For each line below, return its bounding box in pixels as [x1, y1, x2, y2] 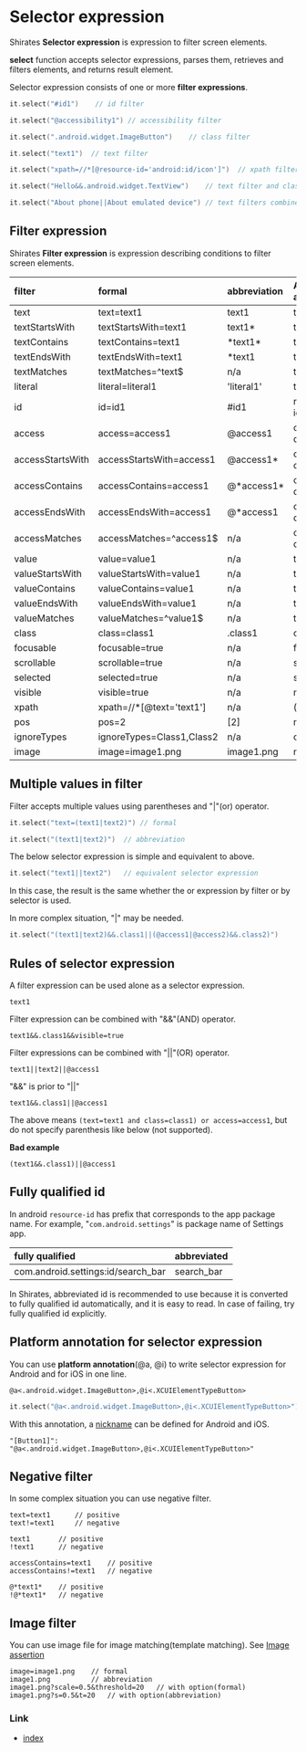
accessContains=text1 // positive [9, 1558, 153, 1568]
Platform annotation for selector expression [9, 1335, 262, 1350]
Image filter [9, 1615, 76, 1631]
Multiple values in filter [9, 776, 143, 792]
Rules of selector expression [9, 956, 175, 971]
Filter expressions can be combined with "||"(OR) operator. [9, 1047, 230, 1058]
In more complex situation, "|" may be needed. [9, 913, 184, 924]
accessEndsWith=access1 [97, 505, 212, 518]
